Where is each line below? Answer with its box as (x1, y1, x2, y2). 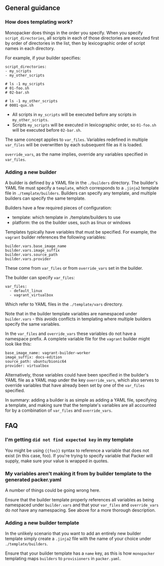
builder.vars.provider (5, 257, 51, 261)
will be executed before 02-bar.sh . (12, 127, 82, 133)
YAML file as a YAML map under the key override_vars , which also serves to (5, 377, 159, 383)
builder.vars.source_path (5, 252, 58, 257)
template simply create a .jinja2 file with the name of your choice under (5, 536, 151, 542)
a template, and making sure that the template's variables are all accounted (5, 402, 156, 408)
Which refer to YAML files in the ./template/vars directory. (5, 301, 123, 307)
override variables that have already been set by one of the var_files (5, 382, 145, 388)
